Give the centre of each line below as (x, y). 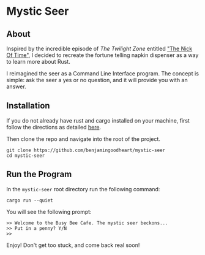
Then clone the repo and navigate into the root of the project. (84, 139)
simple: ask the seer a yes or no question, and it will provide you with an (97, 80)
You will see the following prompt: (49, 211)
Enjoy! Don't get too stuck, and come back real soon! (73, 245)
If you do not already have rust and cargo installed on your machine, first (98, 120)
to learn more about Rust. (38, 62)
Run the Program (39, 174)
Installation (28, 106)
